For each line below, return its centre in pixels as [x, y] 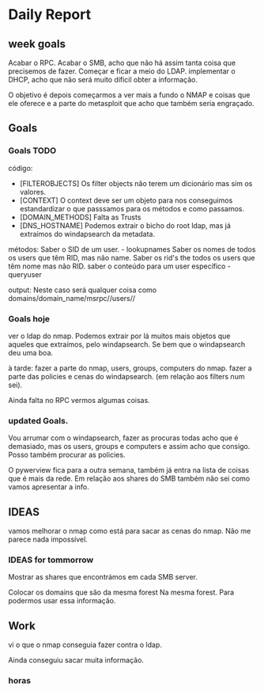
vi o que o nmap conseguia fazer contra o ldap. [85, 645]
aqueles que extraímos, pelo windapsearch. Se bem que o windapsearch [127, 344]
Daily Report [50, 15]
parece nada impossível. [48, 539]
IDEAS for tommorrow [51, 560]
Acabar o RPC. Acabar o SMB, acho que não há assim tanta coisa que [122, 63]
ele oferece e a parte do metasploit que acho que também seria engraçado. [131, 103]
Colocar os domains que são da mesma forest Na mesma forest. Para [121, 592]
